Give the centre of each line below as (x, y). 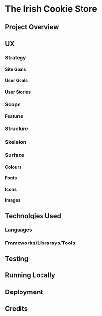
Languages (19, 230)
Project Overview (32, 27)
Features (14, 116)
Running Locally (30, 275)
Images (13, 200)
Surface (15, 155)
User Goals (17, 81)
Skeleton (16, 142)
